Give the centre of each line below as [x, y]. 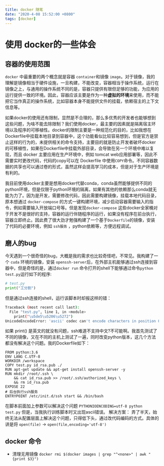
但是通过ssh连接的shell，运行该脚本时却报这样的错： [58, 298]
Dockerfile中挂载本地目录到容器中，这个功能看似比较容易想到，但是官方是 [80, 136]
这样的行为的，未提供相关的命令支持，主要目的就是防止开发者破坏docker [82, 142]
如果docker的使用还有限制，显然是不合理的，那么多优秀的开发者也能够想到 [81, 118]
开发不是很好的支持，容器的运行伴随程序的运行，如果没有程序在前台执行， [84, 214]
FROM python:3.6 [21, 353]
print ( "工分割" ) [20, 288]
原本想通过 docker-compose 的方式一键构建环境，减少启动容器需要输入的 [77, 202]
